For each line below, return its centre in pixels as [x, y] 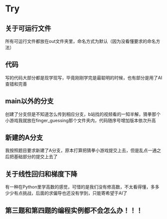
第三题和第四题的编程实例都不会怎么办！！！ [74, 210]
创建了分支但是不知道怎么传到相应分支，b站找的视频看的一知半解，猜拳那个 [83, 114]
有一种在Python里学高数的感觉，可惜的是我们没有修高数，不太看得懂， [78, 187]
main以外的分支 [29, 101]
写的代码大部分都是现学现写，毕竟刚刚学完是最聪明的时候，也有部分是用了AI [84, 77]
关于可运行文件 [28, 28]
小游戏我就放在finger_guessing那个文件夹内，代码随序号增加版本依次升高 [81, 120]
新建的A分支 [24, 138]
